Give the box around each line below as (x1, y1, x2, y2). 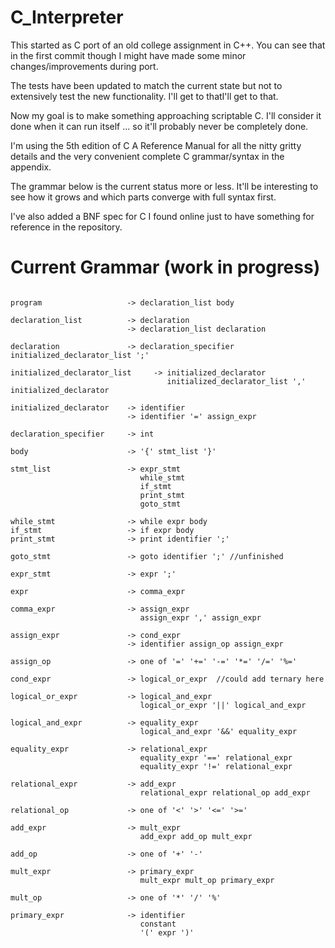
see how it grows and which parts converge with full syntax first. (10, 191, 277, 203)
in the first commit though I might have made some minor (10, 49, 247, 61)
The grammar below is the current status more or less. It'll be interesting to (10, 180, 319, 192)
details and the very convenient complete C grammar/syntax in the (10, 150, 285, 162)
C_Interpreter (10, 6, 124, 29)
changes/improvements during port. (10, 60, 159, 72)
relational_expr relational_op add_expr (139, 787, 311, 798)
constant (139, 919, 177, 929)
